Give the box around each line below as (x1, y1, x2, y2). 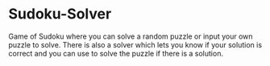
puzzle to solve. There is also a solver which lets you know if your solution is (8, 39, 263, 49)
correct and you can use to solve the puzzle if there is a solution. (8, 48, 224, 58)
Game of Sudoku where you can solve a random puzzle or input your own (8, 31, 253, 41)
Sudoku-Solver (8, 5, 112, 23)
